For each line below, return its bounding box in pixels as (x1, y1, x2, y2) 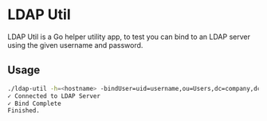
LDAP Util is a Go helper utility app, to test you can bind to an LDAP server (7, 32, 250, 41)
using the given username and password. (7, 40, 143, 49)
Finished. (7, 107, 41, 115)
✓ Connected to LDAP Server (7, 92, 101, 100)
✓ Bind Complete (7, 100, 61, 107)
